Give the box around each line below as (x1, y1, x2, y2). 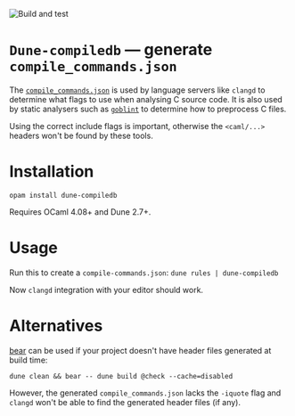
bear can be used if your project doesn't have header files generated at (9, 345, 272, 355)
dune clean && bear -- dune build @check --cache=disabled (9, 371, 234, 380)
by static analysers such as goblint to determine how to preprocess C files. (9, 103, 287, 114)
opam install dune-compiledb (9, 191, 118, 200)
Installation (9, 161, 94, 182)
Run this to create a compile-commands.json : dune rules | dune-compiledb (9, 267, 279, 278)
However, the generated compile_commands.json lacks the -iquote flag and (9, 387, 282, 398)
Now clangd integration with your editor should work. (9, 284, 203, 295)
